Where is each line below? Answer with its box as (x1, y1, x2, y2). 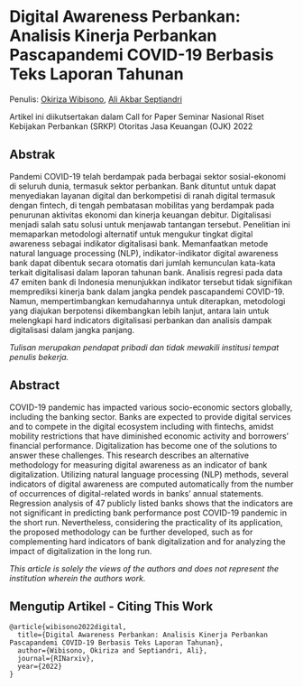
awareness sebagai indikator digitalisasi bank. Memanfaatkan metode (9, 237, 269, 249)
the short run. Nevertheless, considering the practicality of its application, (9, 516, 283, 527)
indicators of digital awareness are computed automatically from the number (9, 478, 294, 489)
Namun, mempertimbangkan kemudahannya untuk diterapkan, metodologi (9, 295, 286, 306)
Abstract (9, 377, 60, 394)
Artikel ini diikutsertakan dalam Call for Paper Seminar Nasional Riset (9, 111, 264, 122)
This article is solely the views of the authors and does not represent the (9, 562, 280, 574)
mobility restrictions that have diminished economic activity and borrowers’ (9, 431, 289, 441)
